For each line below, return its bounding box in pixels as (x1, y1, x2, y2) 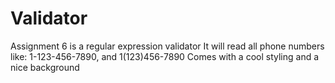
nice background (10, 61, 80, 73)
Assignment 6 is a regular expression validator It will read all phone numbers (10, 40, 325, 52)
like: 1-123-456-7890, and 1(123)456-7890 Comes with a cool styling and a (10, 50, 320, 62)
